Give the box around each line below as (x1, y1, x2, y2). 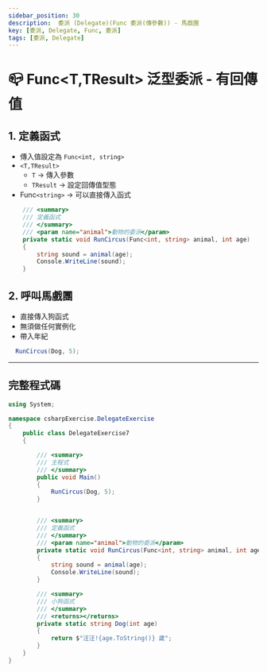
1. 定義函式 (8, 129, 61, 143)
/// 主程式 (37, 458, 69, 466)
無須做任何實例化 (19, 321, 76, 330)
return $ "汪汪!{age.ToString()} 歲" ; (50, 635, 172, 643)
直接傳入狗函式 (19, 311, 69, 321)
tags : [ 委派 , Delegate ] (8, 33, 85, 42)
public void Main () (37, 473, 102, 481)
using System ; (8, 400, 56, 408)
